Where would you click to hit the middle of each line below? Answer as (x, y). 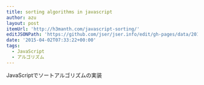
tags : (13, 46)
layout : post (23, 23)
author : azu (21, 18)
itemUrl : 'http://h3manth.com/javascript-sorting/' (73, 29)
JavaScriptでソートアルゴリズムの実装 (54, 75)
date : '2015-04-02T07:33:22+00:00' (51, 40)
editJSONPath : (24, 35)
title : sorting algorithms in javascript (59, 12)
